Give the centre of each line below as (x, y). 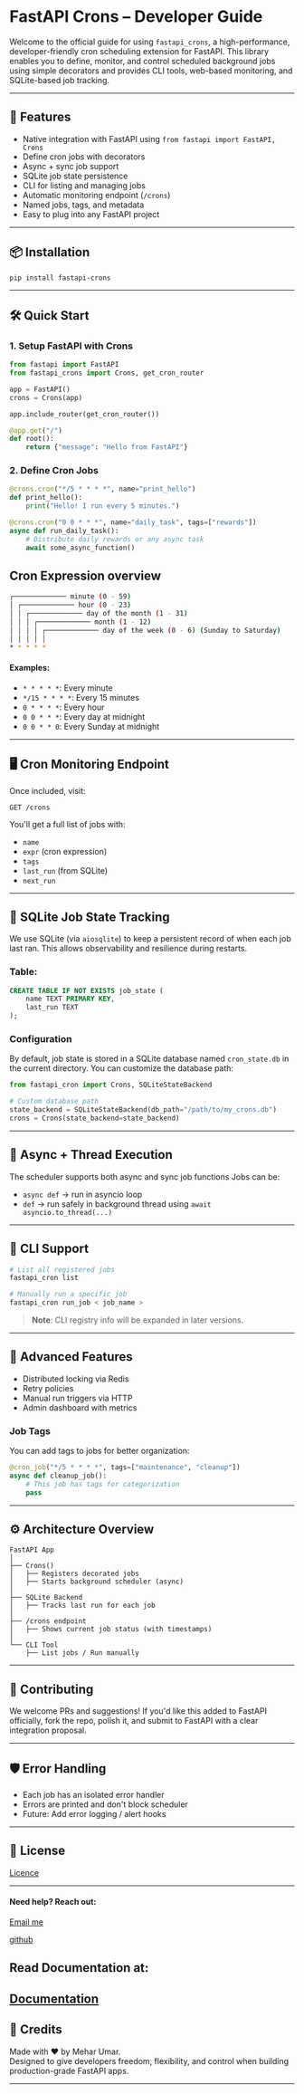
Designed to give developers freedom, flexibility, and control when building (149, 2061)
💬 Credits (36, 2030)
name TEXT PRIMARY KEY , (71, 999)
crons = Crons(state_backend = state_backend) (95, 1119)
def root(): (32, 439)
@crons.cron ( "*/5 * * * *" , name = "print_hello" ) (103, 489)
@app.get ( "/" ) (36, 430)
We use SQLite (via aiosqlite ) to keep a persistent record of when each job (150, 939)
